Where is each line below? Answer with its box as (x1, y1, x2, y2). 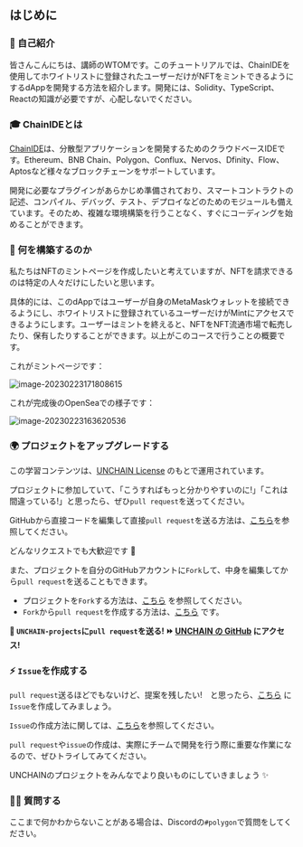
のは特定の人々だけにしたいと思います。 (9, 278, 160, 288)
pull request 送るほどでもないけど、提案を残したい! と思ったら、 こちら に (9, 689, 292, 700)
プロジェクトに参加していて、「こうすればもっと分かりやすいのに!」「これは (9, 484, 289, 494)
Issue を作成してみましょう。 (9, 701, 117, 711)
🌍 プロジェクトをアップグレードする (9, 440, 170, 453)
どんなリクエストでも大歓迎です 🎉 (9, 545, 137, 556)
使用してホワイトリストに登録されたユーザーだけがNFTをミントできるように (9, 71, 294, 81)
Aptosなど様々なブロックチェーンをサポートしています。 (9, 165, 220, 176)
